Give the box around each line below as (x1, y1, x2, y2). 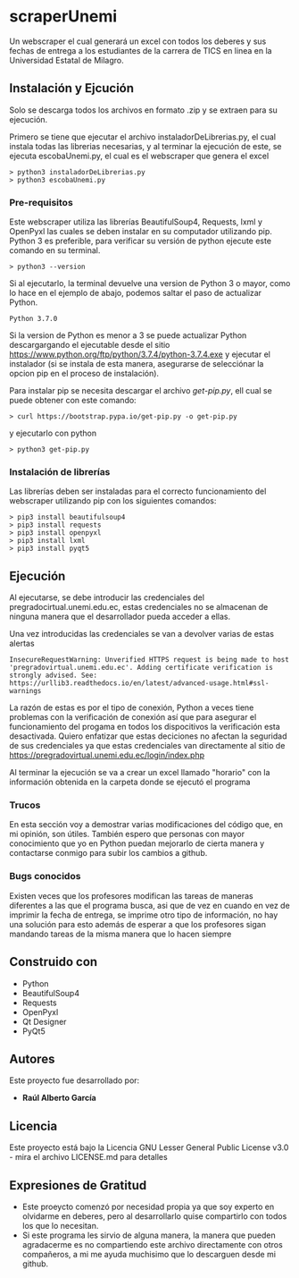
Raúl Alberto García (21, 1093, 96, 1104)
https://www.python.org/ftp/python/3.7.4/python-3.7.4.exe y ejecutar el (9, 349, 270, 360)
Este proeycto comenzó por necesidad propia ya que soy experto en (21, 1201, 275, 1212)
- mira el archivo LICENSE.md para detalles (9, 1152, 168, 1163)
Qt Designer (21, 1016, 67, 1027)
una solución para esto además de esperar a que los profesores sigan (9, 918, 266, 929)
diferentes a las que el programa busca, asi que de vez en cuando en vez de (9, 900, 290, 910)
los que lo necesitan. (21, 1221, 99, 1231)
